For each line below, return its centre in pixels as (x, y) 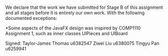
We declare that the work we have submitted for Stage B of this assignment (84, 7)
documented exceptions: (31, 18)
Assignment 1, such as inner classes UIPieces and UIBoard (66, 33)
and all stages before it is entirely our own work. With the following (75, 13)
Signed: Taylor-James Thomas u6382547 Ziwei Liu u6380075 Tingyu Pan (82, 43)
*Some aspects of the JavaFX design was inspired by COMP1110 (73, 28)
